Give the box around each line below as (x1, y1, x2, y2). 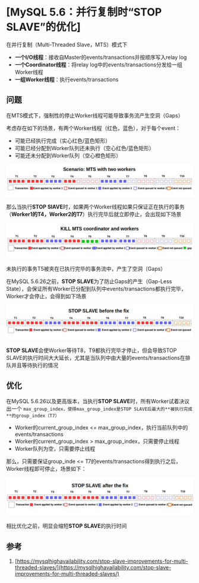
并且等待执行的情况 (11, 362, 58, 369)
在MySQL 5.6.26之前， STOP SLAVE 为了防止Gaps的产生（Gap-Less (6, 277, 172, 285)
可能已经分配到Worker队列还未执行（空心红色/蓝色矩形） (14, 144, 154, 151)
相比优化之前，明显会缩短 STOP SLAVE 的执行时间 (6, 522, 127, 530)
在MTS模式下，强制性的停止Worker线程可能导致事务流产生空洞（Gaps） (6, 112, 184, 119)
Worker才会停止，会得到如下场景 (6, 292, 87, 300)
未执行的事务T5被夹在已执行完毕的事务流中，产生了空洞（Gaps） (6, 265, 166, 272)
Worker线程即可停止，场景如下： (6, 465, 87, 472)
